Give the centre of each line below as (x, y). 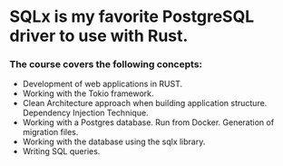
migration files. (50, 132)
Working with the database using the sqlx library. (114, 142)
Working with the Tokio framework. (88, 93)
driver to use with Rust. (99, 36)
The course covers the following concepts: (106, 64)
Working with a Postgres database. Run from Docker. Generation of (148, 122)
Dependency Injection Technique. (85, 113)
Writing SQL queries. (61, 151)
